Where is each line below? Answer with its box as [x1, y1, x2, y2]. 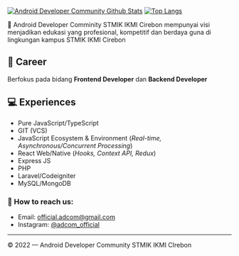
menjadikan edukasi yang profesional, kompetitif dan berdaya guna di [7, 28, 211, 36]
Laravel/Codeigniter [17, 171, 76, 180]
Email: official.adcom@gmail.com [17, 213, 116, 221]
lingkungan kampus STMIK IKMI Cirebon [7, 35, 126, 44]
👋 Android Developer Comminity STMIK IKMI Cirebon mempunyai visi [7, 21, 211, 28]
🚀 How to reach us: [7, 196, 74, 206]
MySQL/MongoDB [17, 179, 71, 187]
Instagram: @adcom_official [17, 220, 100, 228]
